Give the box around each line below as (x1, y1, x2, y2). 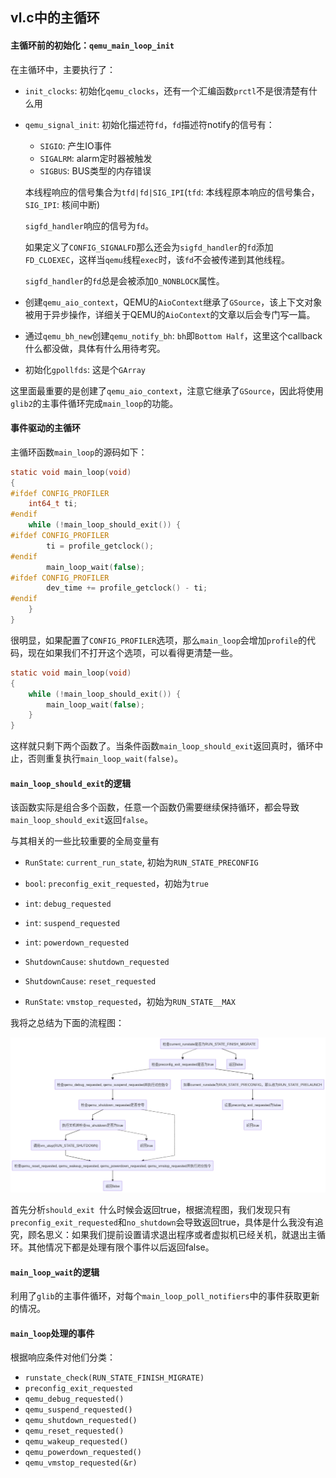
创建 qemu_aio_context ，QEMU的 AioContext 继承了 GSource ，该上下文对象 (24, 296, 323, 308)
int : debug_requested (24, 898, 112, 910)
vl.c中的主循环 (10, 9, 100, 27)
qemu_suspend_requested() (24, 1405, 133, 1415)
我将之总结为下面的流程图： (10, 1017, 125, 1029)
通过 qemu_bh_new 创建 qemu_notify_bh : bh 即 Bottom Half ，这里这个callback (24, 329, 323, 342)
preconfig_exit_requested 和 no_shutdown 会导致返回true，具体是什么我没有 (10, 1216, 315, 1228)
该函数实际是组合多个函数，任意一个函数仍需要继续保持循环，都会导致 (10, 801, 300, 813)
